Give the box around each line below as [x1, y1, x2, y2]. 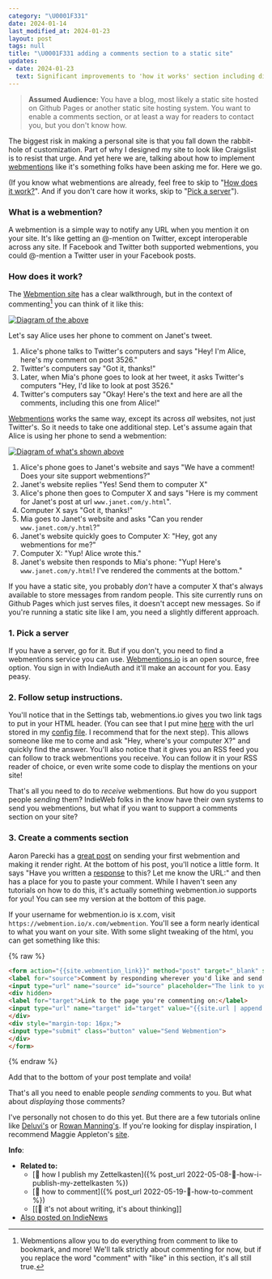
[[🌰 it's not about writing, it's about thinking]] [32, 1204, 182, 1214]
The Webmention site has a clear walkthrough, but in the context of [8, 289, 233, 299]
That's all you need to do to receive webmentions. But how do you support [8, 786, 257, 796]
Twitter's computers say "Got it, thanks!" [19, 363, 156, 373]
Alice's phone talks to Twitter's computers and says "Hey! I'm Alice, [19, 346, 247, 356]
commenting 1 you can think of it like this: [8, 297, 144, 309]
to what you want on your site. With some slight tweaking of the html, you [8, 926, 253, 936]
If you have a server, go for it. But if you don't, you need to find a [8, 646, 224, 656]
